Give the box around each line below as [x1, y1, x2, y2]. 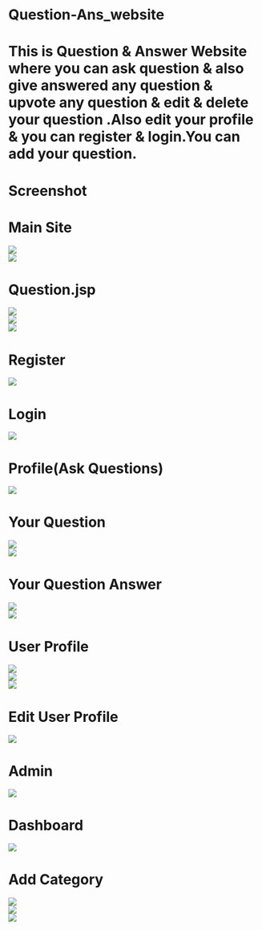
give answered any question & [8, 76, 214, 95]
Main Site [8, 218, 72, 236]
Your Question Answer [8, 576, 163, 593]
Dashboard [8, 817, 84, 834]
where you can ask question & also [8, 59, 244, 78]
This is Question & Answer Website [8, 43, 248, 61]
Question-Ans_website [8, 6, 165, 24]
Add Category [8, 871, 104, 889]
